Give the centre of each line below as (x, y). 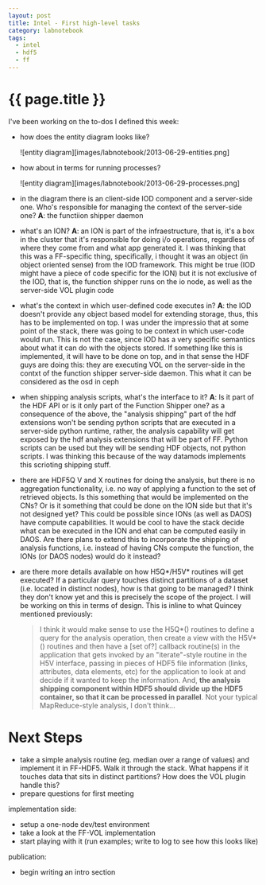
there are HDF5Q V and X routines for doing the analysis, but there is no (137, 480)
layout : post (30, 16)
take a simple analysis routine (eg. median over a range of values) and (135, 759)
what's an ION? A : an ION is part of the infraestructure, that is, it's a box (137, 231)
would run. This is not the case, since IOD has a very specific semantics (137, 339)
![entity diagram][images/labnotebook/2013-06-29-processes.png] (130, 183)
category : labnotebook (46, 30)
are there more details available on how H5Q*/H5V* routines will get (131, 571)
